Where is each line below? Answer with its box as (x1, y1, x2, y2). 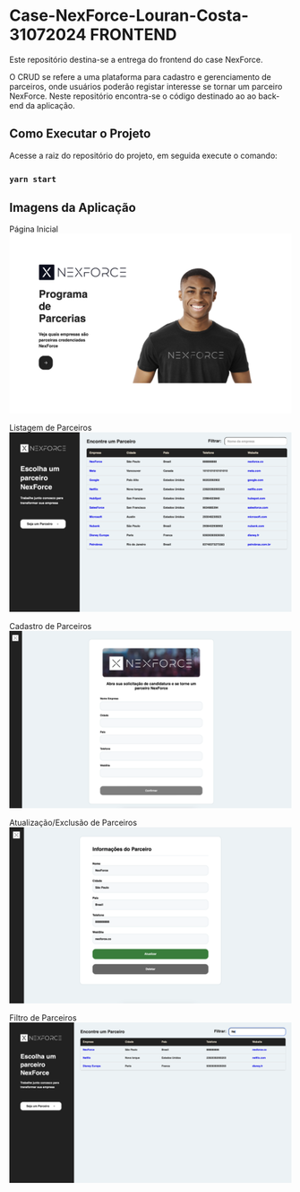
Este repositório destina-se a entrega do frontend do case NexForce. (9, 54, 263, 65)
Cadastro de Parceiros (9, 620, 92, 631)
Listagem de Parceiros (9, 422, 92, 433)
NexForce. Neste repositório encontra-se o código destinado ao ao (9, 91, 257, 101)
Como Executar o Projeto (9, 127, 151, 142)
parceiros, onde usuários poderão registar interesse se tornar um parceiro (9, 81, 283, 92)
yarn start (9, 174, 56, 184)
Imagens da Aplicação (9, 200, 136, 215)
